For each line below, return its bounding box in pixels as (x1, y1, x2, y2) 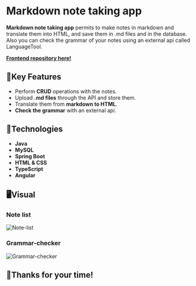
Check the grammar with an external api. (14, 106, 117, 114)
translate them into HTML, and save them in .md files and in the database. (6, 30, 188, 37)
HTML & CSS (14, 159, 48, 166)
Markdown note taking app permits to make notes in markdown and (6, 24, 175, 31)
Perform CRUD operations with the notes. (14, 88, 117, 95)
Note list (6, 210, 31, 219)
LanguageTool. (6, 43, 43, 50)
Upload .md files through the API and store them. (14, 94, 136, 101)
